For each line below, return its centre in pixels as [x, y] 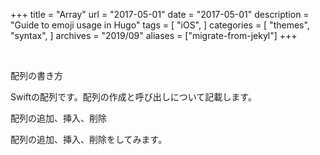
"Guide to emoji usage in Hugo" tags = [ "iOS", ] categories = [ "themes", [160, 25]
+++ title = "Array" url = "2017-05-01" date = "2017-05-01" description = [160, 14]
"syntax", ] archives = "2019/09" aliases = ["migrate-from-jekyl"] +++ [154, 35]
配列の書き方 [36, 75]
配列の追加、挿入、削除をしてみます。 [89, 139]
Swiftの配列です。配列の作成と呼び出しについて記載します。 [133, 97]
